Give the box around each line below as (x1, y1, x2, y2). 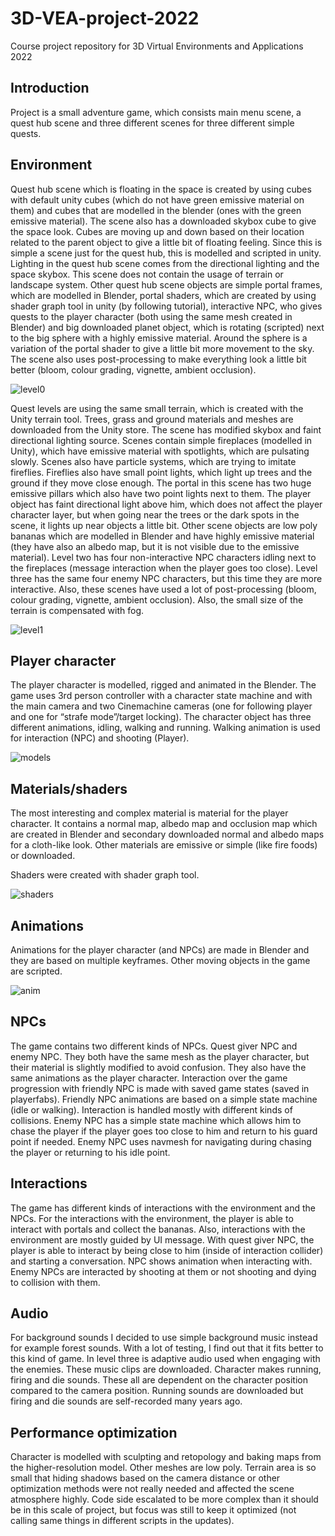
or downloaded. (10, 850, 76, 862)
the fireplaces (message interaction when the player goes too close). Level (10, 562, 318, 574)
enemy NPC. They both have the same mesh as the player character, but (10, 1050, 310, 1062)
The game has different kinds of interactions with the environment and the (10, 1202, 317, 1214)
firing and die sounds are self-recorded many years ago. (10, 1395, 243, 1407)
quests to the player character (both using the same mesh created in (10, 310, 293, 322)
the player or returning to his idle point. (10, 1146, 171, 1158)
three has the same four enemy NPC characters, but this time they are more (10, 572, 323, 584)
